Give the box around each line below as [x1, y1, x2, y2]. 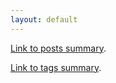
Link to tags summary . [10, 61, 102, 73]
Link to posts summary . [10, 42, 107, 54]
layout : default [10, 14, 78, 25]
